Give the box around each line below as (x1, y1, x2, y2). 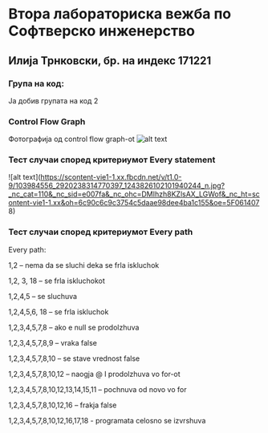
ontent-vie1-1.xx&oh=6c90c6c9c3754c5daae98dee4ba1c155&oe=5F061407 (8, 198, 260, 208)
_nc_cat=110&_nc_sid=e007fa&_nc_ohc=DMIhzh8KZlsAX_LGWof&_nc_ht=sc (8, 189, 261, 199)
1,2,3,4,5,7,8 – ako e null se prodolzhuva (8, 322, 140, 332)
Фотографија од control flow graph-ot (8, 134, 135, 144)
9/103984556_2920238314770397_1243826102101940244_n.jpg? (8, 181, 225, 191)
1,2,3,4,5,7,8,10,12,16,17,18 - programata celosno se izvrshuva (8, 415, 206, 425)
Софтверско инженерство (8, 22, 195, 40)
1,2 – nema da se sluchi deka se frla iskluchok (8, 260, 160, 269)
